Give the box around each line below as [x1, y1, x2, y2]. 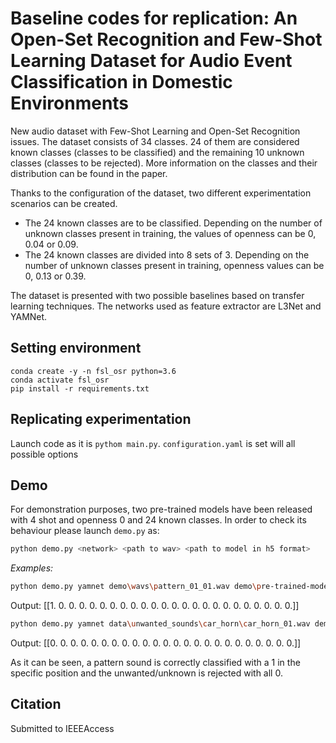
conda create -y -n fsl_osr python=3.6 [10, 366, 177, 376]
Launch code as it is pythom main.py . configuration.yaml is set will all [10, 437, 296, 449]
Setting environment [10, 340, 142, 357]
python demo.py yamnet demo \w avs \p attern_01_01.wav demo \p [10, 582, 262, 592]
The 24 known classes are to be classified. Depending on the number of [24, 217, 323, 229]
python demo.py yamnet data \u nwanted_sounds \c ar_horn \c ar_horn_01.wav [10, 619, 311, 629]
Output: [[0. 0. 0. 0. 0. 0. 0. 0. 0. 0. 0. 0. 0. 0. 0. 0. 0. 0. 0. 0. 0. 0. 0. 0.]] [10, 637, 302, 649]
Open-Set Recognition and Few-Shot [10, 28, 323, 51]
